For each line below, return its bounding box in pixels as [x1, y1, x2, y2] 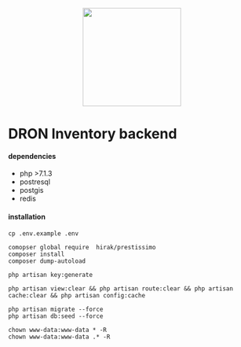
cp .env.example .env [8, 229, 79, 238]
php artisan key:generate [8, 271, 93, 279]
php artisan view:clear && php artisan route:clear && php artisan [8, 284, 234, 293]
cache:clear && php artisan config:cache [8, 291, 146, 299]
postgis [19, 186, 44, 195]
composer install [8, 250, 65, 258]
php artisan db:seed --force [8, 312, 104, 320]
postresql [19, 177, 51, 186]
